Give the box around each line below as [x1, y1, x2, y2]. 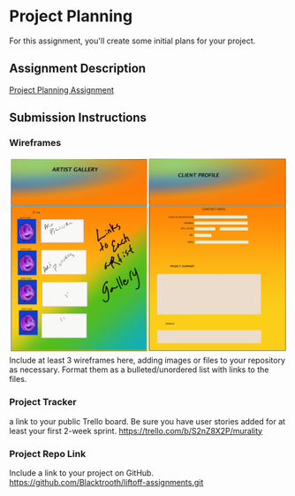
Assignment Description [9, 61, 147, 76]
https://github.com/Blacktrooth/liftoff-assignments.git [9, 477, 204, 487]
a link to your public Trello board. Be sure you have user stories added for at [9, 416, 285, 426]
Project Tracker [9, 396, 77, 408]
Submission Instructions [9, 111, 147, 126]
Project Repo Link [9, 447, 87, 460]
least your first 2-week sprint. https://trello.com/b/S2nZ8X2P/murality [9, 425, 263, 436]
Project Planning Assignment [9, 84, 115, 95]
